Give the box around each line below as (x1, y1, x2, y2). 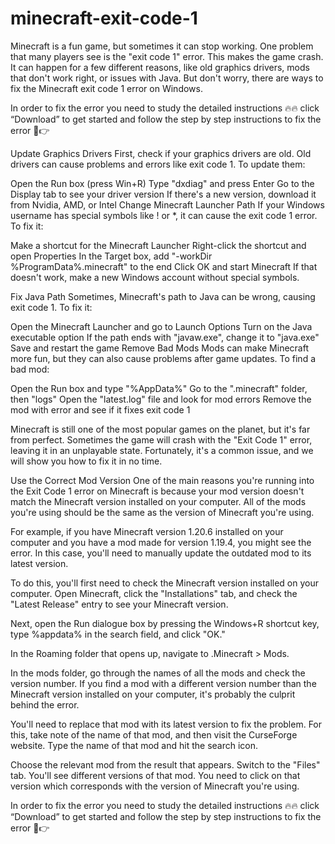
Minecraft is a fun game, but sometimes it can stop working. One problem (10, 40, 314, 52)
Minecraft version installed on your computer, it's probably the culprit (10, 688, 296, 700)
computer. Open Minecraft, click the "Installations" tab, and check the (10, 587, 298, 599)
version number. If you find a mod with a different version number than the (10, 677, 317, 689)
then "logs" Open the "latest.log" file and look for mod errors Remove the (10, 393, 312, 405)
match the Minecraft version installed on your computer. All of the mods (10, 495, 307, 507)
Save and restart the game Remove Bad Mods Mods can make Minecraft (10, 342, 309, 354)
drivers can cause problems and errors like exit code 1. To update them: (10, 158, 306, 170)
